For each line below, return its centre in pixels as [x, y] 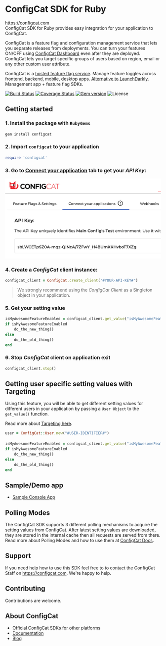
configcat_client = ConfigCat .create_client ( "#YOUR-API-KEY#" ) [72, 280]
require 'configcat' [26, 158]
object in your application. [44, 295]
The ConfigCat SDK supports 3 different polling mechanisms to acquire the [82, 525]
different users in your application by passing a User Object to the [72, 409]
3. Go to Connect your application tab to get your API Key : [76, 170]
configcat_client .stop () [31, 369]
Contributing [25, 589]
